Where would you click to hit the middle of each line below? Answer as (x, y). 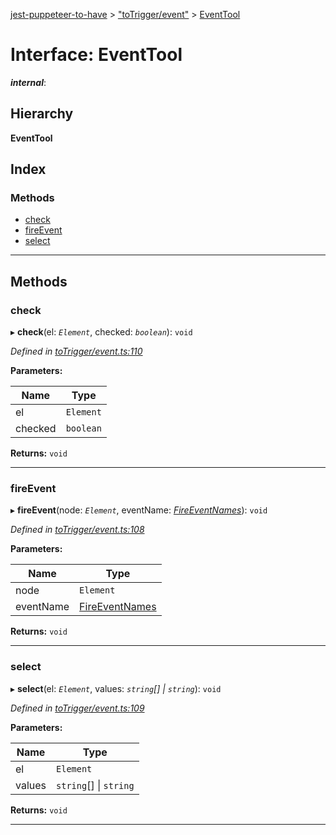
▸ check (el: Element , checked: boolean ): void (101, 332)
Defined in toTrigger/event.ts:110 (76, 351)
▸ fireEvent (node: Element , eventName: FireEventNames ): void (139, 510)
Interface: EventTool (96, 55)
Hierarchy (42, 114)
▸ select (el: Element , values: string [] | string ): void (116, 688)
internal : (28, 82)
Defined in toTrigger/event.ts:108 (77, 530)
